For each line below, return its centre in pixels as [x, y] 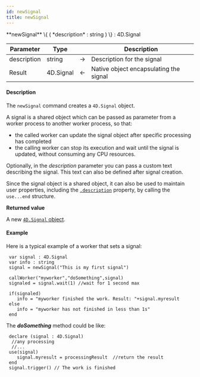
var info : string [32, 262]
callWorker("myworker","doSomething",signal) [66, 278]
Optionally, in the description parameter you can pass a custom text [89, 165]
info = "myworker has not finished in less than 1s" [84, 309]
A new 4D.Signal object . [36, 219]
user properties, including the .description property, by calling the [88, 190]
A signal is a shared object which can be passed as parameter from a [91, 117]
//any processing [33, 342]
